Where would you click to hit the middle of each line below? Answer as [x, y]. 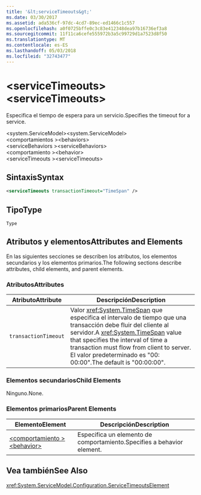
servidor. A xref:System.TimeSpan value [126, 333]
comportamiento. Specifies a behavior [130, 442]
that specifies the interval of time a [119, 340]
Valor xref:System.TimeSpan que [116, 310]
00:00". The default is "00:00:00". [118, 363]
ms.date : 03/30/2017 [32, 17]
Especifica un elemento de [115, 435]
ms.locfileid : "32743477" [38, 56]
